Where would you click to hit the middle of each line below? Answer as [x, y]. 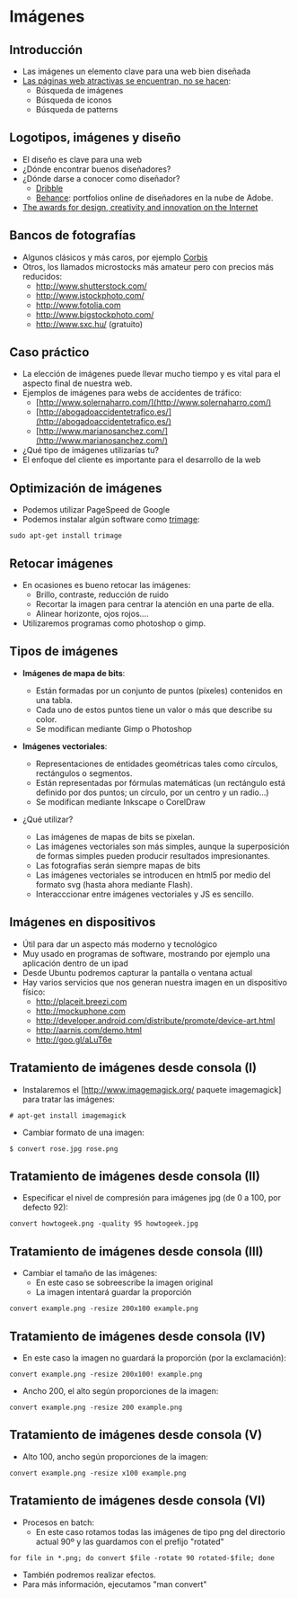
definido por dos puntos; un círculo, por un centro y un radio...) [152, 792]
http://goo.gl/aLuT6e [74, 1040]
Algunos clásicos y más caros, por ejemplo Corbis [115, 257]
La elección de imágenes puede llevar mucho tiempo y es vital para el [151, 374]
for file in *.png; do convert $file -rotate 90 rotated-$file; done [142, 1558]
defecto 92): [45, 1208]
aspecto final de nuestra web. [77, 383]
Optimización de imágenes [86, 488]
